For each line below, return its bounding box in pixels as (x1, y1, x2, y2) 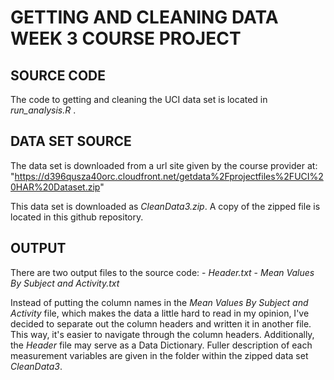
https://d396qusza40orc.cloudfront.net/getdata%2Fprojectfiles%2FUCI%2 (14, 170, 324, 182)
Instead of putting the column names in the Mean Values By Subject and (10, 296, 309, 308)
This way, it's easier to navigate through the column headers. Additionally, (10, 328, 315, 340)
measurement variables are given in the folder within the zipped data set (10, 349, 309, 361)
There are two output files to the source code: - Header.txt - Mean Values (10, 266, 315, 278)
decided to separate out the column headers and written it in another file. (10, 317, 312, 330)
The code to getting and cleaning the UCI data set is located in (10, 94, 268, 105)
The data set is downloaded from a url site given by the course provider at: (10, 159, 318, 171)
